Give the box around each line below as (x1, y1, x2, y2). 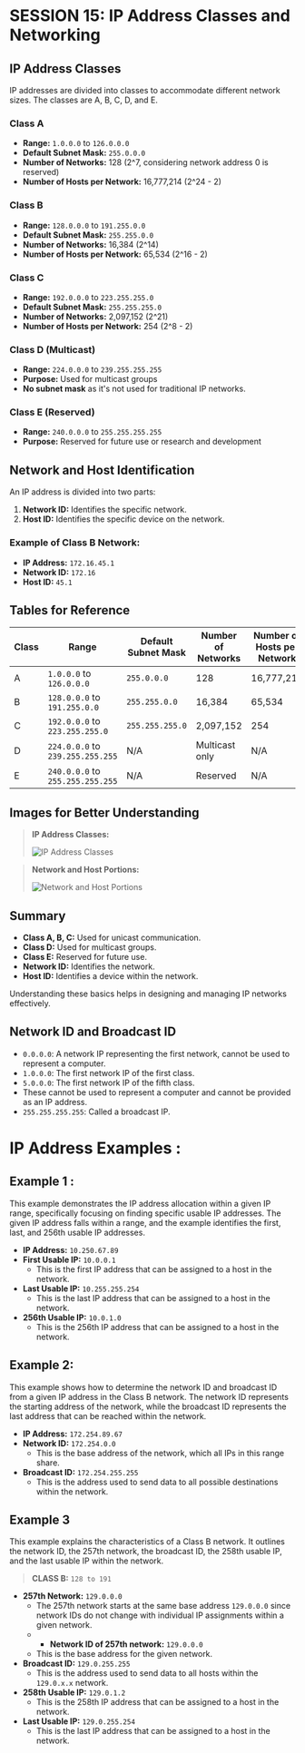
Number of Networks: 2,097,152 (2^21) (22, 310, 169, 322)
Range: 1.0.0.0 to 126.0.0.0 (22, 138, 130, 149)
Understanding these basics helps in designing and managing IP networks (9, 988, 288, 999)
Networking (9, 24, 102, 45)
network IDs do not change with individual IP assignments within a (35, 1610, 284, 1621)
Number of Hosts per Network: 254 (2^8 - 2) (22, 320, 193, 331)
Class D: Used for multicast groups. (22, 942, 157, 953)
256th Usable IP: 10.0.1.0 (22, 1312, 122, 1323)
